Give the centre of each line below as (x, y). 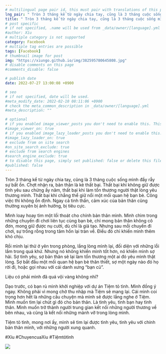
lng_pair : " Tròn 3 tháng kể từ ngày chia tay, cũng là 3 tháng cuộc (78, 14)
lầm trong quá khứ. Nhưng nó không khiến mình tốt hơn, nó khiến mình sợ (80, 251)
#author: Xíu (19, 33)
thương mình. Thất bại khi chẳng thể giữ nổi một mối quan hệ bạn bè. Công (82, 195)
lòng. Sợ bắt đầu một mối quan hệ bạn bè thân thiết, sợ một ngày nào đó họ (82, 262)
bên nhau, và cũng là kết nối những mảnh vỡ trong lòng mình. (67, 312)
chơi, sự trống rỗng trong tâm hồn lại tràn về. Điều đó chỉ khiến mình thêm (80, 231)
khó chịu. (15, 236)
